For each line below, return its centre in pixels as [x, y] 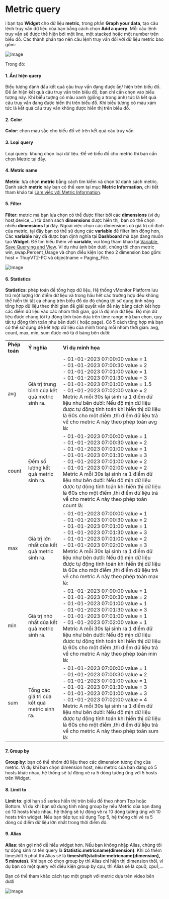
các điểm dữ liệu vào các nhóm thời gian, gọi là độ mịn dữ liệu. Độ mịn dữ [81, 311]
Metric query [33, 9]
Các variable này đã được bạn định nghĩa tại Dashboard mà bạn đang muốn [84, 236]
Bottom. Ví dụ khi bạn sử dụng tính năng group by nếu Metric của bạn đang [83, 806]
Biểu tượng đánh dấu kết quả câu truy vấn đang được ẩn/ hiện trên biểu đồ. [83, 87]
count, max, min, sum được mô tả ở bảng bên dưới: [58, 333]
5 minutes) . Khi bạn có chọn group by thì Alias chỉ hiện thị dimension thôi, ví [84, 861]
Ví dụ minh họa [81, 348]
